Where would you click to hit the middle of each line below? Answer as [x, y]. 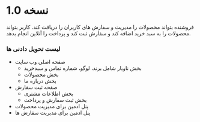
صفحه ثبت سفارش [36, 87]
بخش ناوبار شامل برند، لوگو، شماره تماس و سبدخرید [83, 68]
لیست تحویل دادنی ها [33, 48]
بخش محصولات [41, 75]
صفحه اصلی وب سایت [40, 62]
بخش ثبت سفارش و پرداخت [55, 100]
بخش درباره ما [40, 81]
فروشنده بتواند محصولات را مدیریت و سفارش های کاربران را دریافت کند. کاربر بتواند [100, 27]
